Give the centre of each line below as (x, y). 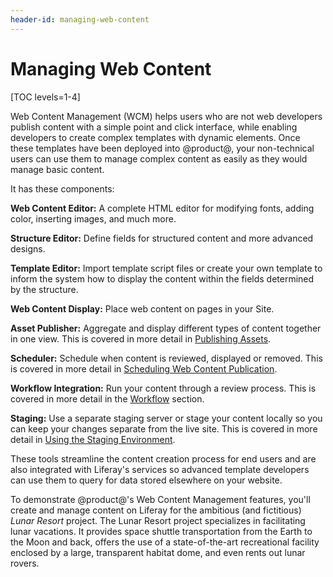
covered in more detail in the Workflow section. (107, 398)
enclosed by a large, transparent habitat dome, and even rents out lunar (158, 552)
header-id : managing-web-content (80, 19)
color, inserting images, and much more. (93, 218)
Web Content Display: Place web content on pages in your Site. (142, 308)
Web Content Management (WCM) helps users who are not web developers (166, 116)
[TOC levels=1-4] (45, 97)
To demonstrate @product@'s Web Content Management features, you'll (160, 499)
